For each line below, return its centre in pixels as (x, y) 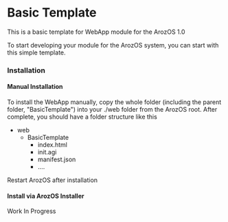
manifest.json (57, 159)
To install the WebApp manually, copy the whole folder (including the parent (114, 102)
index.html (52, 145)
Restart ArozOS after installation (53, 180)
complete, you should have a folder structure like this (82, 117)
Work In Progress (32, 211)
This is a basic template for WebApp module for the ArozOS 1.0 (96, 32)
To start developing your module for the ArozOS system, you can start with (113, 45)
